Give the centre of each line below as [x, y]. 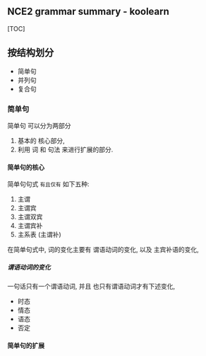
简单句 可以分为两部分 [39, 125]
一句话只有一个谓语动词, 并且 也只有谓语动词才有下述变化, [91, 287]
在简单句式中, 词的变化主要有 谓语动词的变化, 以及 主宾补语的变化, [103, 250]
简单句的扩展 [26, 345]
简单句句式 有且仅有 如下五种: [48, 184]
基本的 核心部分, [41, 140]
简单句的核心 [26, 167]
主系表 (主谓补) [39, 235]
